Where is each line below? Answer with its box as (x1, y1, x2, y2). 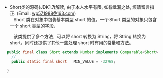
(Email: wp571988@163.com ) (16, 10, 76, 16)
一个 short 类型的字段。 (9, 23, 58, 29)
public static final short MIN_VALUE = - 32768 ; (11, 59, 116, 64)
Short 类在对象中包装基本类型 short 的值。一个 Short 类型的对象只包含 (13, 17, 157, 22)
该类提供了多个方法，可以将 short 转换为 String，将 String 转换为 (13, 34, 146, 39)
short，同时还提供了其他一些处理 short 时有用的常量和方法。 (9, 40, 134, 46)
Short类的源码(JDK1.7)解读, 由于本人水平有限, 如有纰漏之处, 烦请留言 (9, 4, 150, 10)
